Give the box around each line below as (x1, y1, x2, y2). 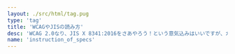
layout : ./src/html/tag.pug (7, 10, 90, 18)
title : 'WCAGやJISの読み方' (7, 23, 84, 30)
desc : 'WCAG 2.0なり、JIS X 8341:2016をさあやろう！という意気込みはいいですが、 (7, 29, 226, 37)
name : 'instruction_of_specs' (7, 36, 96, 43)
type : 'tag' (7, 17, 42, 24)
